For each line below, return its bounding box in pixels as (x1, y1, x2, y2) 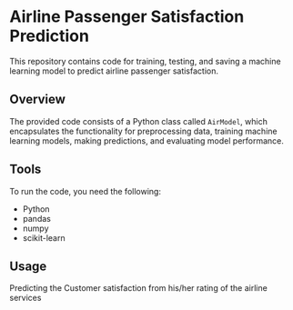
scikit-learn (22, 232, 66, 243)
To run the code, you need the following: (9, 185, 162, 196)
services (9, 293, 42, 304)
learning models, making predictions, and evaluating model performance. (9, 135, 285, 146)
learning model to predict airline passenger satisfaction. (9, 65, 218, 76)
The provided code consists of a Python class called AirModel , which (9, 115, 268, 126)
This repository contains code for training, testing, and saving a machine (9, 55, 281, 66)
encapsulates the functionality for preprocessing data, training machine (9, 125, 278, 136)
